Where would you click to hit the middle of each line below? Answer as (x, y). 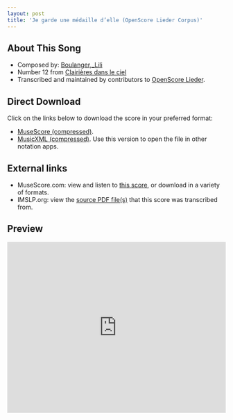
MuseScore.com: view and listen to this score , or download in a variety (119, 185)
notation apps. (38, 146)
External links (37, 168)
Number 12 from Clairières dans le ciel (72, 72)
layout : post (26, 14)
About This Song (44, 48)
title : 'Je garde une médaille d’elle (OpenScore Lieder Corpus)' (105, 20)
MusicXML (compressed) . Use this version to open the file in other (112, 139)
